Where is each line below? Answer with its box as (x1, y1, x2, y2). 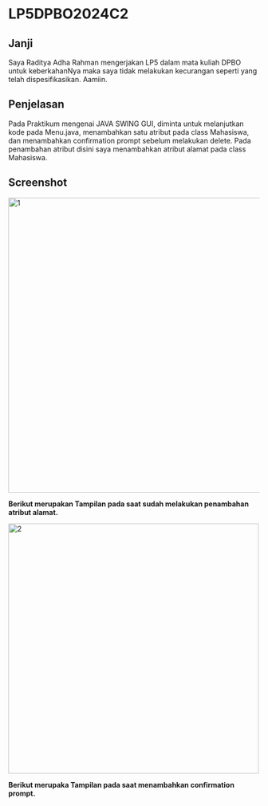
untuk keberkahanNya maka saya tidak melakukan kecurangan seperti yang (8, 66, 258, 76)
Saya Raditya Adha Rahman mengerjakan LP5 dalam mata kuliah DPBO (8, 57, 242, 67)
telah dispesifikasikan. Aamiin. (8, 75, 108, 84)
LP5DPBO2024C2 (8, 5, 129, 23)
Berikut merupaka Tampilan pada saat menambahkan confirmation (8, 780, 235, 789)
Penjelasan (8, 97, 65, 112)
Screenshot (8, 176, 68, 190)
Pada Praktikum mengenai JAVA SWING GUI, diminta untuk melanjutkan (8, 119, 245, 128)
